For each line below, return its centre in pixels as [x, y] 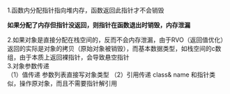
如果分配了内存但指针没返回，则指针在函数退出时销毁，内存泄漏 [99, 25]
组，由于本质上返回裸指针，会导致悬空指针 [68, 57]
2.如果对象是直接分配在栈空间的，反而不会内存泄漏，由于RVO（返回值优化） [117, 40]
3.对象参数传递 [29, 66]
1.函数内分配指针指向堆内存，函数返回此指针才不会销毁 [86, 10]
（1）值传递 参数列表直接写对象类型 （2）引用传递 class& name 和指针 [108, 75]
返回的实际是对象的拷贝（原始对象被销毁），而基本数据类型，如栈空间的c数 [114, 48]
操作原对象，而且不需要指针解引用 [68, 83]
